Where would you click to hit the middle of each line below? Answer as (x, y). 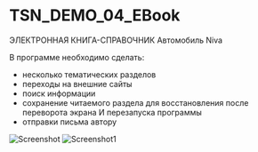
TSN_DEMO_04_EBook (95, 16)
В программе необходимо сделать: (77, 57)
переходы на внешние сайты (77, 84)
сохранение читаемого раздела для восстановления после (135, 102)
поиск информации (59, 93)
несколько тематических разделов (89, 74)
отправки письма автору (69, 122)
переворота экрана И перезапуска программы (112, 112)
